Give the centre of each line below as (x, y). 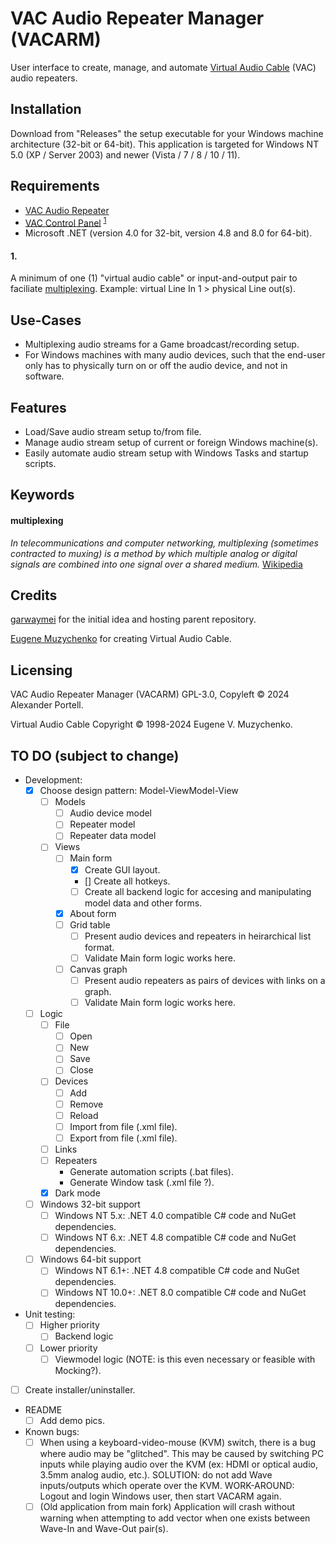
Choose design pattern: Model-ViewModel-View (139, 791)
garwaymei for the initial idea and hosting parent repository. (133, 619)
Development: (53, 780)
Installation (46, 109)
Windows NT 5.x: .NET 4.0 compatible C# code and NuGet (175, 1216)
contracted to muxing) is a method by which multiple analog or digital (154, 553)
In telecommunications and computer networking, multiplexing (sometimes (164, 543)
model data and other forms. (143, 903)
